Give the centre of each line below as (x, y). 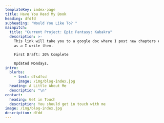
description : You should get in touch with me (58, 104)
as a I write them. (34, 46)
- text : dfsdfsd (31, 77)
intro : (12, 68)
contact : (14, 95)
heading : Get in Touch (32, 99)
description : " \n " (28, 90)
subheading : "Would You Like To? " (41, 23)
